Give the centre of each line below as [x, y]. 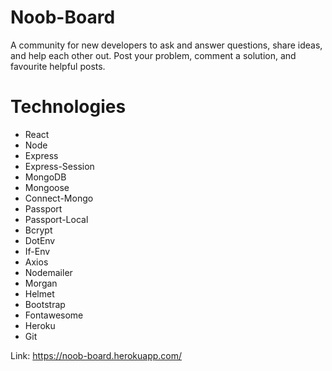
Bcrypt [38, 230]
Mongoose [47, 187]
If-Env [37, 251]
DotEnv [40, 240]
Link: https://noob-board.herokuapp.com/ [96, 355]
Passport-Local [56, 219]
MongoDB [45, 177]
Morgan [41, 283]
